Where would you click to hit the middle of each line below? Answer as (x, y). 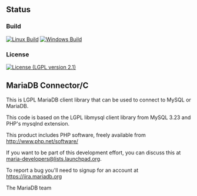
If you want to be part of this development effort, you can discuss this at (94, 153)
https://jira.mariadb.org (34, 176)
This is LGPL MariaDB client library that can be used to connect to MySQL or (98, 100)
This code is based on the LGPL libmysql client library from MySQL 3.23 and (98, 117)
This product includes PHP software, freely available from (76, 135)
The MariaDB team (29, 188)
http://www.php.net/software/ (42, 141)
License (18, 54)
